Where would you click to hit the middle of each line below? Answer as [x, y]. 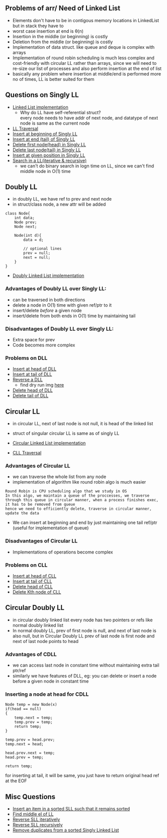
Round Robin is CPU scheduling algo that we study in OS [66, 491]
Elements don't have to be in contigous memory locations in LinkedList [86, 20]
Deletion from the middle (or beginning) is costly [63, 42]
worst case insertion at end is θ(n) [48, 31]
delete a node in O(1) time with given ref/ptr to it [62, 305]
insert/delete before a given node [47, 310]
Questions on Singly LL [42, 95]
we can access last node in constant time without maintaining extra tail [86, 665]
